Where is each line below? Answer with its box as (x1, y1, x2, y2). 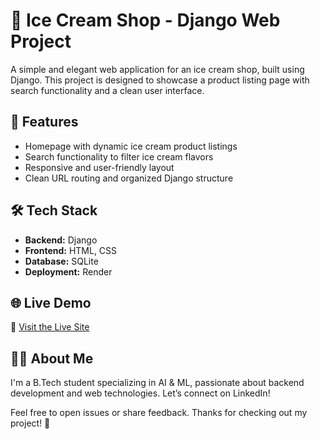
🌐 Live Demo (10, 294, 92, 311)
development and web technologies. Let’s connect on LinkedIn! (10, 387, 271, 399)
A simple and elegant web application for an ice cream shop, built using (10, 63, 305, 75)
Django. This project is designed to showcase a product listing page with (10, 74, 310, 86)
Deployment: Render (24, 265, 113, 278)
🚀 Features (10, 114, 79, 131)
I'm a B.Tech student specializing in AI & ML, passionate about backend (10, 377, 305, 389)
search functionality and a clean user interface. (10, 84, 205, 96)
